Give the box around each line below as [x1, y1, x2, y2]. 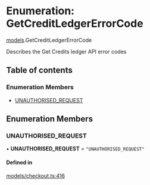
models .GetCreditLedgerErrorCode [6, 36, 92, 43]
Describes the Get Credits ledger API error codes [6, 48, 127, 55]
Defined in [6, 159, 33, 166]
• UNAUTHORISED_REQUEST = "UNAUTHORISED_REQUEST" [6, 145, 145, 152]
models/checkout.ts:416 [6, 172, 65, 179]
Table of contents [6, 65, 73, 76]
